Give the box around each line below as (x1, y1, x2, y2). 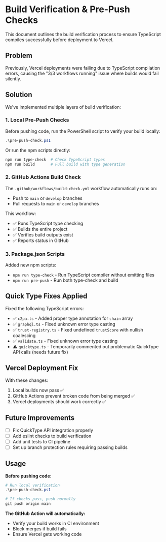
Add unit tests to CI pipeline (12, 438, 71, 444)
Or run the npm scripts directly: (5, 147, 71, 153)
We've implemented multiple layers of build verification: (5, 104, 121, 110)
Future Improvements (5, 413, 75, 423)
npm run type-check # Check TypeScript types (5, 157, 105, 162)
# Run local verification (5, 483, 60, 488)
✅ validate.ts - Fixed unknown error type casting (12, 338, 118, 344)
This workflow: (5, 210, 36, 217)
